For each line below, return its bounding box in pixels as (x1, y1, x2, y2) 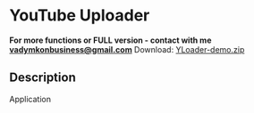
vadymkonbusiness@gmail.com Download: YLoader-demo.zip (9, 44, 245, 54)
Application (9, 93, 52, 104)
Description (9, 70, 76, 85)
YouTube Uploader (9, 5, 150, 26)
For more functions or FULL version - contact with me (9, 35, 212, 45)
